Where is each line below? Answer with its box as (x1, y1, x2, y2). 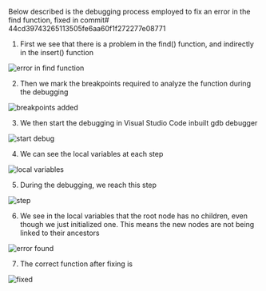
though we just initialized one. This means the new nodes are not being (19, 220, 255, 229)
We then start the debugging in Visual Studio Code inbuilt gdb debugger (19, 118, 258, 127)
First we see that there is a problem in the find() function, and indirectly (19, 39, 254, 49)
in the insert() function (19, 48, 94, 57)
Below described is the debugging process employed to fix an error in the (8, 7, 251, 16)
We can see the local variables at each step (19, 149, 164, 158)
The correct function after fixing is (19, 259, 133, 269)
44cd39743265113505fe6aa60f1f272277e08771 (8, 24, 166, 33)
